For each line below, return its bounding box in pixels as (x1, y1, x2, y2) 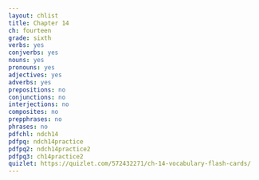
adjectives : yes (8, 71, 62, 79)
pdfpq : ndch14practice (8, 137, 84, 146)
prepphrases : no (8, 115, 62, 123)
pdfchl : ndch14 (8, 130, 59, 138)
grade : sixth (8, 33, 52, 42)
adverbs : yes (8, 78, 52, 86)
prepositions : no (8, 85, 66, 94)
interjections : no (8, 100, 69, 108)
